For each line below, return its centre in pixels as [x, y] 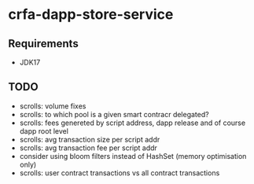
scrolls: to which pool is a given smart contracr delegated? [114, 114]
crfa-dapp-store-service [91, 15]
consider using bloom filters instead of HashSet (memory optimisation [133, 156]
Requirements [43, 44]
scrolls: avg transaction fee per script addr [88, 148]
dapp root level [44, 131]
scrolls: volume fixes [53, 106]
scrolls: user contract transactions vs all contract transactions [120, 173]
